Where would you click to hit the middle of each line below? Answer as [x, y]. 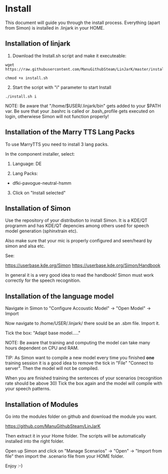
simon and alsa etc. [25, 246]
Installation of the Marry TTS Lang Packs [70, 132]
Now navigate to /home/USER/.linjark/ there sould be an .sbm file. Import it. [82, 323]
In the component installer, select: [40, 154]
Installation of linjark [38, 44]
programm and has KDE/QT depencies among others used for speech [77, 226]
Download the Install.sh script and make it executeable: [69, 56]
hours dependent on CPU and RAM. [42, 348]
